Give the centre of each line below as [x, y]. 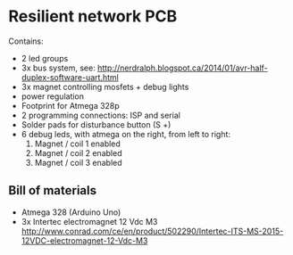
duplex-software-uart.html [70, 77]
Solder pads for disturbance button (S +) [96, 124]
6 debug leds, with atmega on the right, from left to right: [126, 134]
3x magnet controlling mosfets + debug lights [105, 86]
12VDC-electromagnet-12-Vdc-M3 [84, 240]
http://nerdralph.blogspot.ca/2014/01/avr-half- [183, 68]
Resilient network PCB [93, 16]
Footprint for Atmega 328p [70, 105]
